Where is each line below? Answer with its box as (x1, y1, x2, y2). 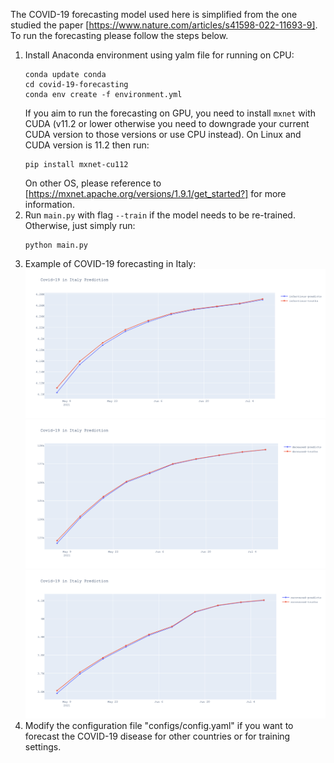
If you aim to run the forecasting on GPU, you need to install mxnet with (24, 107, 317, 119)
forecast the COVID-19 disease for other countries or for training (24, 730, 291, 743)
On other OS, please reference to (24, 177, 162, 189)
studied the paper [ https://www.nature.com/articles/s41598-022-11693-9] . (10, 19, 318, 31)
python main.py (24, 240, 89, 250)
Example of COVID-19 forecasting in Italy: (24, 258, 197, 269)
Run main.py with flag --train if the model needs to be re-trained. (24, 209, 296, 221)
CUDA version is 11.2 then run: (24, 139, 150, 151)
